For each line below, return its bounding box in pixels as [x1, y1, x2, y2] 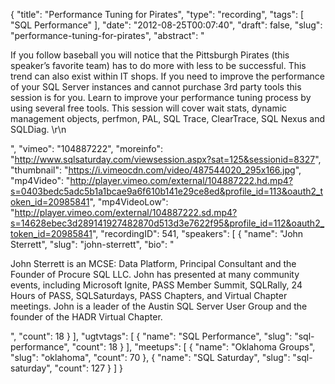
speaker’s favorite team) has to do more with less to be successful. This [10, 60, 307, 71]
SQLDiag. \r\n [10, 124, 67, 135]
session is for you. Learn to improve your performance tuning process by [10, 92, 312, 103]
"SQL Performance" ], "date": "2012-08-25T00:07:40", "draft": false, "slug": [10, 19, 323, 31]
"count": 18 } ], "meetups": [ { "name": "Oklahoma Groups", [71, 341, 316, 353]
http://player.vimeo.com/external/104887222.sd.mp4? [14, 207, 238, 218]
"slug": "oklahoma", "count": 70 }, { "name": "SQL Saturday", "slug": [10, 352, 291, 363]
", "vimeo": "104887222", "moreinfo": [10, 143, 164, 154]
